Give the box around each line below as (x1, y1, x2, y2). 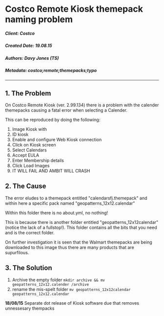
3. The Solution (5, 264, 52, 272)
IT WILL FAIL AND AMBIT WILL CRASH (12, 168, 90, 174)
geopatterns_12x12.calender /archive (12, 282, 89, 287)
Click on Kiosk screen (12, 142, 56, 148)
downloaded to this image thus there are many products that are (5, 244, 134, 250)
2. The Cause (5, 182, 46, 191)
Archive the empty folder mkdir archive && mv (12, 277, 105, 283)
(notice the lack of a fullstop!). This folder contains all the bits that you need (5, 224, 157, 230)
